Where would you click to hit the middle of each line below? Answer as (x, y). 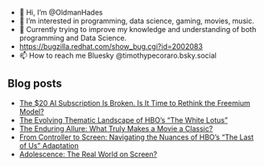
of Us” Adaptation (49, 145)
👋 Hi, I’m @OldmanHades (61, 12)
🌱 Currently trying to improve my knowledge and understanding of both (138, 29)
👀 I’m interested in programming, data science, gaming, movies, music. (136, 21)
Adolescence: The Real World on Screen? (88, 154)
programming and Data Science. (73, 38)
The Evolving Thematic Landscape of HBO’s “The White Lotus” (124, 119)
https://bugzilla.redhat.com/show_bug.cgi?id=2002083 (111, 47)
